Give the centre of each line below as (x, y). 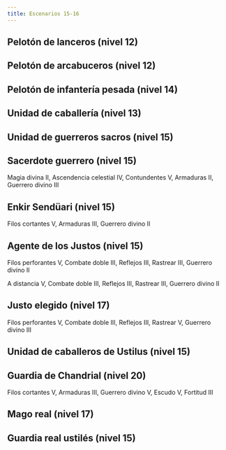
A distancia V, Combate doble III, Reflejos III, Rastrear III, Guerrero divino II (113, 284)
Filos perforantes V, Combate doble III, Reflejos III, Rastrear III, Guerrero (110, 263)
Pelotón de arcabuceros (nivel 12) (82, 66)
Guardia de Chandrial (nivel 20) (77, 376)
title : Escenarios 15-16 (43, 14)
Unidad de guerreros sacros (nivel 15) (90, 137)
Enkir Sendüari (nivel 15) (61, 207)
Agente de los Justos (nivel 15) (75, 246)
